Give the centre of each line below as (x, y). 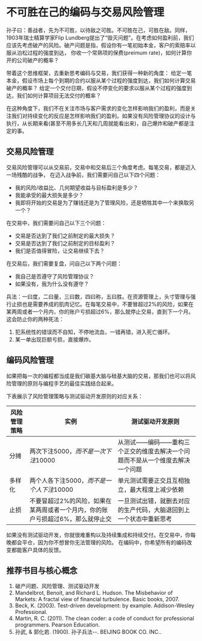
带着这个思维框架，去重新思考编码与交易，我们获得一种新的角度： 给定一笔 (99, 73)
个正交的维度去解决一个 (151, 451)
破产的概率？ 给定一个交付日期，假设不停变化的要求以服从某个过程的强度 (96, 88)
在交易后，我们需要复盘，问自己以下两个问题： (64, 263)
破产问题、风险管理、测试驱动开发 (57, 586)
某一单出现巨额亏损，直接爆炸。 (54, 339)
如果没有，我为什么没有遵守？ (52, 284)
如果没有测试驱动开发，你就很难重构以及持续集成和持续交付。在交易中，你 (98, 535)
